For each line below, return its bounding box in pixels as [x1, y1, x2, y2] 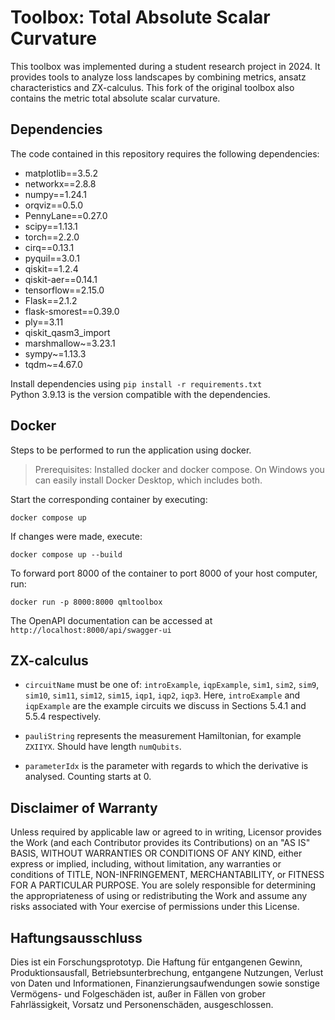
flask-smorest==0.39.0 [24, 305, 120, 317]
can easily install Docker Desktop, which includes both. [34, 474, 263, 486]
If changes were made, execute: [10, 530, 143, 542]
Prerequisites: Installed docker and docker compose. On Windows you [34, 463, 325, 475]
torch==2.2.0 [24, 231, 80, 243]
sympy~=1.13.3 [24, 347, 87, 360]
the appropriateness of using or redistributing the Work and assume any [10, 890, 308, 902]
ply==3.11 [24, 316, 64, 328]
